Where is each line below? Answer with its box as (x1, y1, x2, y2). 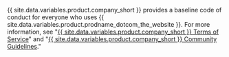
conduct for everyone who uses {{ (7, 13, 105, 21)
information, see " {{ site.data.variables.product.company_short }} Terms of (7, 27, 219, 36)
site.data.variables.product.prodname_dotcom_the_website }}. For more (7, 21, 210, 28)
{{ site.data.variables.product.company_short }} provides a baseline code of (7, 6, 222, 14)
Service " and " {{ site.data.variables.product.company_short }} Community (7, 35, 217, 43)
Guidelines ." (7, 43, 41, 50)
